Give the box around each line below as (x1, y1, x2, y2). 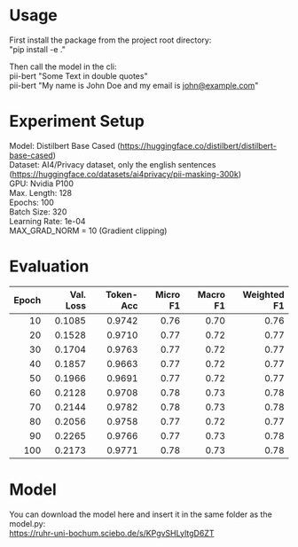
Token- (105, 288, 138, 301)
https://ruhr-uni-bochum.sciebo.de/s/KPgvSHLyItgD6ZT (9, 527, 215, 538)
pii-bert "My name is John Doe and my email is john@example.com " (9, 80, 259, 90)
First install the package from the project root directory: (9, 35, 212, 45)
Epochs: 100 (9, 197, 55, 207)
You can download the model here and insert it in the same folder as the (9, 509, 272, 520)
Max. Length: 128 (9, 187, 73, 198)
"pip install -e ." (9, 43, 67, 54)
